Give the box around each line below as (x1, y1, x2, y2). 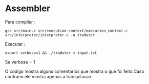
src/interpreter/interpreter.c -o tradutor (5, 33, 95, 37)
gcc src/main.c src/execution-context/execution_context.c (5, 28, 128, 33)
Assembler (5, 3, 50, 14)
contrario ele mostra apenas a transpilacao (5, 73, 91, 79)
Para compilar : (5, 19, 36, 25)
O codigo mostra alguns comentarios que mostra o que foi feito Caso (5, 68, 144, 74)
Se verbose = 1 (5, 59, 35, 65)
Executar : (5, 41, 25, 47)
